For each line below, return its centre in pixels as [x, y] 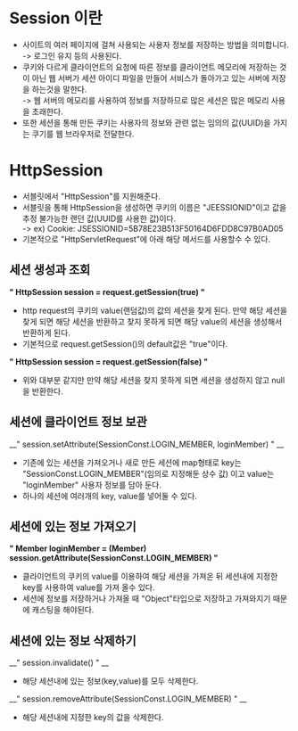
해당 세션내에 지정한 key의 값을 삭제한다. [93, 718]
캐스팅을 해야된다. [63, 610]
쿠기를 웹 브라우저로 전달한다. [83, 134]
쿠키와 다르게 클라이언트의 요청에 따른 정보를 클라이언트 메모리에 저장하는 [150, 67]
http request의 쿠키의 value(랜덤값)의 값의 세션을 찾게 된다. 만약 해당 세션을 [155, 310]
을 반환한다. [43, 391]
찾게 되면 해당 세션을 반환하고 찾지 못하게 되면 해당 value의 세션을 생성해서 [152, 321]
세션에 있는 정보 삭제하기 [73, 641]
